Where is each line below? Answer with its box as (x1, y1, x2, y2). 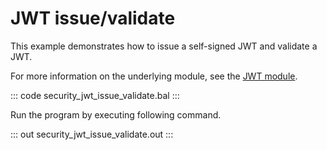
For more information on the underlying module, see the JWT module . (10, 70, 298, 82)
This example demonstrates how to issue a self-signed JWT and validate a (10, 40, 318, 52)
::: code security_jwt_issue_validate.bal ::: (10, 89, 180, 101)
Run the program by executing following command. (10, 108, 222, 121)
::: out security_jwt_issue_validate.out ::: (10, 128, 174, 140)
